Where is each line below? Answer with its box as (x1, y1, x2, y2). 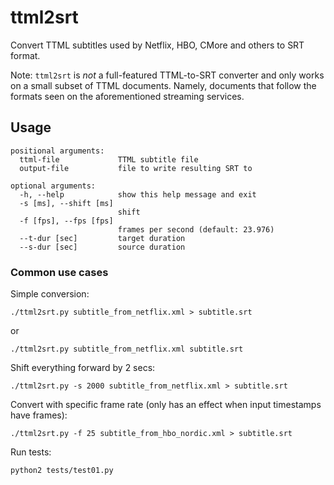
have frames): (10, 409, 68, 421)
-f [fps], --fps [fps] (19, 216, 114, 226)
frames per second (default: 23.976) (117, 224, 275, 235)
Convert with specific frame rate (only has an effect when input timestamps (10, 399, 322, 411)
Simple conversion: (10, 288, 90, 300)
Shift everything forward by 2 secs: (10, 362, 156, 374)
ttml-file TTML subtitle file (19, 154, 199, 165)
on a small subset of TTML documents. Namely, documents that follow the (10, 79, 317, 91)
